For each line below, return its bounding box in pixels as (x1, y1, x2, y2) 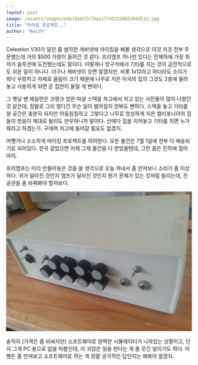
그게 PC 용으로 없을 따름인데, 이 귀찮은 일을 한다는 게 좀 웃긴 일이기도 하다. (12, 346, 184, 353)
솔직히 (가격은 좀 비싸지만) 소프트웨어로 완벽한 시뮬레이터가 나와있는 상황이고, (6, 338, 184, 345)
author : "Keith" (6, 28, 46, 34)
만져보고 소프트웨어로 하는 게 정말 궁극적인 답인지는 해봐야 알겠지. (23, 353, 174, 360)
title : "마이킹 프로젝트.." (6, 22, 67, 28)
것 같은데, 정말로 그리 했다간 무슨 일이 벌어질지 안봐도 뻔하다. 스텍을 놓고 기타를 (6, 103, 189, 110)
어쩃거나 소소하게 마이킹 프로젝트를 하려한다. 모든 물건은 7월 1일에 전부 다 (6, 138, 175, 145)
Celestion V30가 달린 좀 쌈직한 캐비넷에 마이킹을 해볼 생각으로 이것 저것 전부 (6, 46, 184, 53)
